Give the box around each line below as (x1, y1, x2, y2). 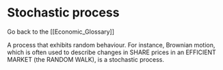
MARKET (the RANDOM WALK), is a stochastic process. (7, 55, 165, 63)
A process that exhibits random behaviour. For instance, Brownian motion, (7, 40, 215, 49)
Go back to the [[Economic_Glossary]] (7, 27, 115, 36)
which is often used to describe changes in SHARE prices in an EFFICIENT (7, 48, 217, 56)
